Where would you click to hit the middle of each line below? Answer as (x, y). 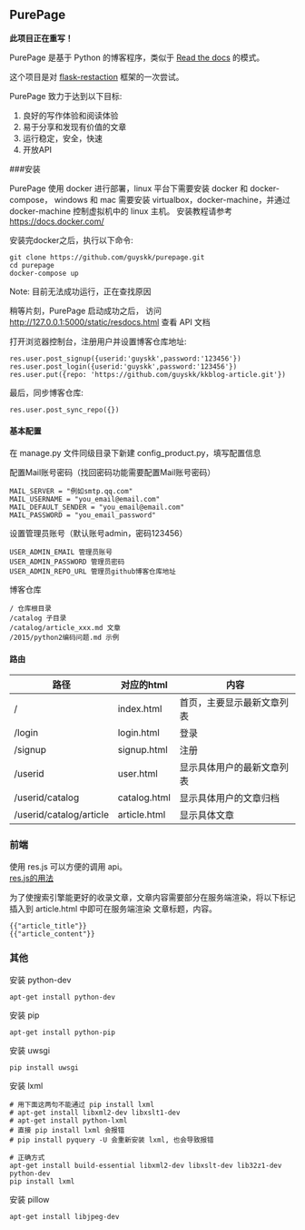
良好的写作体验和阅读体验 (70, 115)
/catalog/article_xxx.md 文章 (65, 628)
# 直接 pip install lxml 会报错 (67, 1130)
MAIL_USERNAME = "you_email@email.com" (85, 500)
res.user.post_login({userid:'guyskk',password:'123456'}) (123, 366)
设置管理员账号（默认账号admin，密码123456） (98, 534)
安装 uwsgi (30, 1050)
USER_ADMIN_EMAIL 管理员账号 (61, 553)
